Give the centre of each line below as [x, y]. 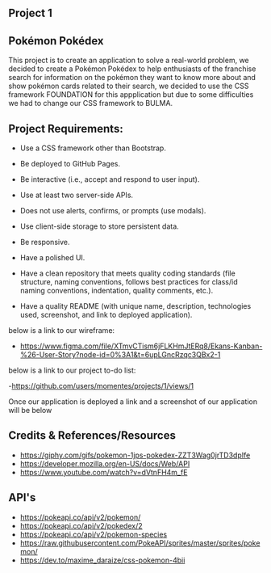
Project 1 [30, 13]
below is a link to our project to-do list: [72, 370]
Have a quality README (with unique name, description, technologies [135, 306]
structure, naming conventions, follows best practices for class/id [129, 282]
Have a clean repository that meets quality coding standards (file [127, 273]
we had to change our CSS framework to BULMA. [91, 103]
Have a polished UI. [52, 258]
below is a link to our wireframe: [62, 331]
